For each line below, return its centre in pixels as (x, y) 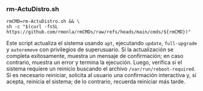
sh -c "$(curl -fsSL (32, 27)
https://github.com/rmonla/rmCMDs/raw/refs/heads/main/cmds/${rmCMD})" (98, 32)
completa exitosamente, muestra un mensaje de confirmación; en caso (95, 56)
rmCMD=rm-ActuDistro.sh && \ (43, 22)
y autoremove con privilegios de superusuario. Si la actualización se (90, 49)
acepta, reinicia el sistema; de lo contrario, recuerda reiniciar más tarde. (96, 82)
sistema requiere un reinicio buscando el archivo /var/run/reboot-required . (101, 69)
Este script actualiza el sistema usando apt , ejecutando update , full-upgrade (102, 43)
